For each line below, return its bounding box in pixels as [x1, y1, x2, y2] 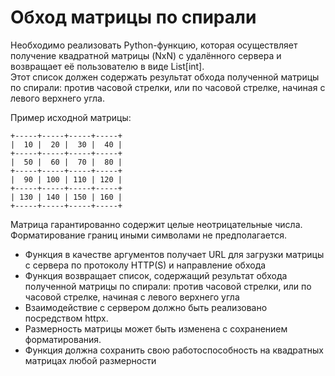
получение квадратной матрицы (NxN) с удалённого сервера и [10, 49, 282, 61]
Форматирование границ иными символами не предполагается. [10, 229, 288, 241]
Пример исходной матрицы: [10, 111, 132, 123]
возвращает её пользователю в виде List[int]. [10, 60, 205, 72]
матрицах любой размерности [24, 354, 157, 366]
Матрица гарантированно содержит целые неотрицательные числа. [10, 218, 303, 230]
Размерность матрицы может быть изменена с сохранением [24, 322, 288, 335]
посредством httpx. [24, 312, 109, 324]
